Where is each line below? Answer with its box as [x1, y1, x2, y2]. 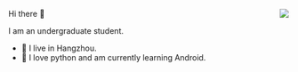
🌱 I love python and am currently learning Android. [20, 52, 206, 62]
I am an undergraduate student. [8, 26, 124, 36]
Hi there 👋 [8, 9, 45, 19]
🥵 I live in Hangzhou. [20, 43, 97, 53]
